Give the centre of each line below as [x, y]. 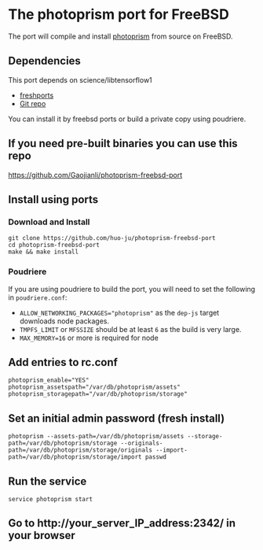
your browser [42, 535]
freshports [37, 95]
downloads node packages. [64, 321]
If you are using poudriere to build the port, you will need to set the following [132, 289]
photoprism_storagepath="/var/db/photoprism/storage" [98, 394]
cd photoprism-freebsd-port [54, 245]
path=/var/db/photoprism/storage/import [75, 457]
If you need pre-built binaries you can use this [123, 144]
